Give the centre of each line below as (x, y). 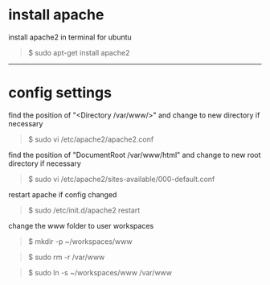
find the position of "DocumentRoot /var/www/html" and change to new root (135, 155)
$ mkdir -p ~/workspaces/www (80, 241)
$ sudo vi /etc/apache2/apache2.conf (91, 139)
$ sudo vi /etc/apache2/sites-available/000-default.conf (121, 179)
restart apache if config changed (63, 194)
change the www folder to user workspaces (81, 225)
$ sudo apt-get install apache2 (79, 52)
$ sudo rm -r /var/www (66, 257)
